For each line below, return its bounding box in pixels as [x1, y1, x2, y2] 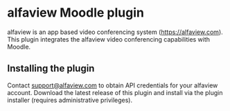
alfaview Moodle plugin [7, 5, 144, 21]
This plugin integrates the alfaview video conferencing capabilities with [7, 35, 210, 43]
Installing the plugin [7, 62, 95, 74]
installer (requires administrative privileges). [7, 96, 133, 104]
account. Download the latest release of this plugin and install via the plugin [7, 88, 223, 96]
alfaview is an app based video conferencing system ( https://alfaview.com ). [7, 28, 223, 36]
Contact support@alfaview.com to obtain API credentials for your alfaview [7, 81, 218, 89]
